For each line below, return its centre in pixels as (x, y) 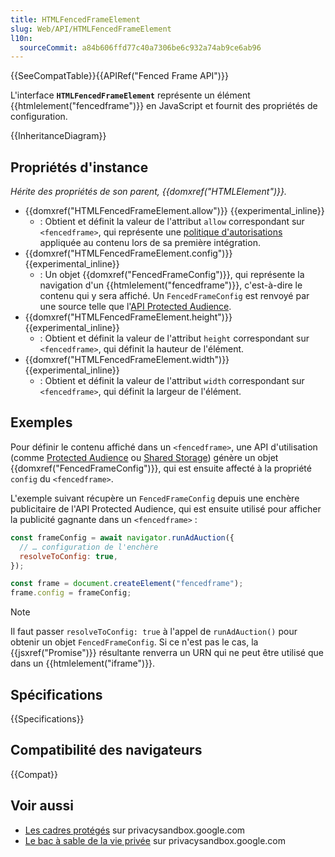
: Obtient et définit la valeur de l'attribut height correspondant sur (174, 338)
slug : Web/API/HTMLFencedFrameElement (91, 29)
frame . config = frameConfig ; (71, 593)
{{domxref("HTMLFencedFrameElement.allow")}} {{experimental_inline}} (174, 211)
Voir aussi (42, 806)
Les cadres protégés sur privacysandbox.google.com (135, 830)
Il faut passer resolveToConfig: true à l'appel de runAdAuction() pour (154, 632)
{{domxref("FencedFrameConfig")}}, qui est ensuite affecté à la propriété (161, 468)
